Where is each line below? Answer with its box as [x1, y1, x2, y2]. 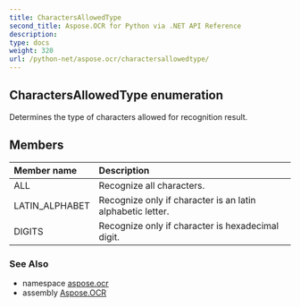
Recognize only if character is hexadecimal [98, 219, 279, 232]
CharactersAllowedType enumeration [9, 88, 224, 103]
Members [9, 138, 64, 153]
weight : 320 [9, 47, 54, 55]
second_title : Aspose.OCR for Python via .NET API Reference [9, 21, 242, 30]
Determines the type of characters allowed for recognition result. [9, 111, 248, 122]
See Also [9, 257, 49, 269]
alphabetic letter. [98, 205, 170, 217]
